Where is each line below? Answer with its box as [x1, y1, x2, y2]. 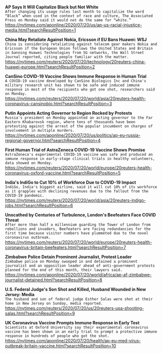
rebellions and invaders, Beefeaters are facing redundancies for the [5, 227, 151, 231]
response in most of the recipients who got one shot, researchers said [5, 87, 155, 92]
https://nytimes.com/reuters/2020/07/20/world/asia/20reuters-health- [5, 96, 146, 101]
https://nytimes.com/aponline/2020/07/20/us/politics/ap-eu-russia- [5, 132, 141, 138]
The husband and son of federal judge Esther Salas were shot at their [5, 297, 153, 301]
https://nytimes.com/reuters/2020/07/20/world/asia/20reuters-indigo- [5, 197, 146, 203]
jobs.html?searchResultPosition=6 [5, 203, 73, 208]
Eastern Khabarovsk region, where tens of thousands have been [5, 120, 136, 124]
